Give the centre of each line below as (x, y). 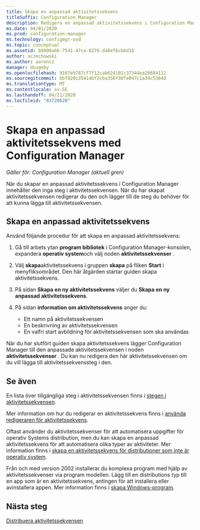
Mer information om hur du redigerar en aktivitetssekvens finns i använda (96, 413)
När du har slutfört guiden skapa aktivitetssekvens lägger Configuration (94, 344)
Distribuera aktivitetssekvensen (45, 521)
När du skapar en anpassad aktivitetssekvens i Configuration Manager (93, 183)
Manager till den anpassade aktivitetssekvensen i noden (75, 350)
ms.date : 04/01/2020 (32, 28)
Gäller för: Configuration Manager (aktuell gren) (65, 172)
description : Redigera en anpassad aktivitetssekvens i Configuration (96, 23)
